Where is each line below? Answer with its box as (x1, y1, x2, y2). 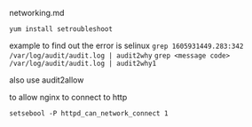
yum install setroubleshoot (9, 25, 114, 34)
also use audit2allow (9, 75, 84, 85)
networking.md (9, 8, 65, 18)
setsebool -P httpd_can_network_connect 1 (9, 109, 169, 118)
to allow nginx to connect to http (9, 92, 128, 102)
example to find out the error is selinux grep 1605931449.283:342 (9, 40, 244, 51)
